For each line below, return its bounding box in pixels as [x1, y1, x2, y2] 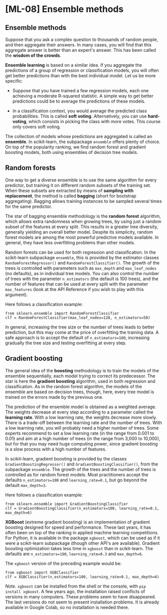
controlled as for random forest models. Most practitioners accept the [5, 471, 149, 477]
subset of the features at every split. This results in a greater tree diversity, [5, 223, 159, 230]
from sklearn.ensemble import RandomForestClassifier [5, 310, 120, 316]
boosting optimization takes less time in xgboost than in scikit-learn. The [5, 545, 153, 551]
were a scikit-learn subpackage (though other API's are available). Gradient [5, 540, 160, 546]
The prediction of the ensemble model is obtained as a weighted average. [5, 404, 157, 410]
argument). [5, 292, 28, 298]
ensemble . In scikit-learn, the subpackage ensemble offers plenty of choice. [5, 139, 161, 145]
